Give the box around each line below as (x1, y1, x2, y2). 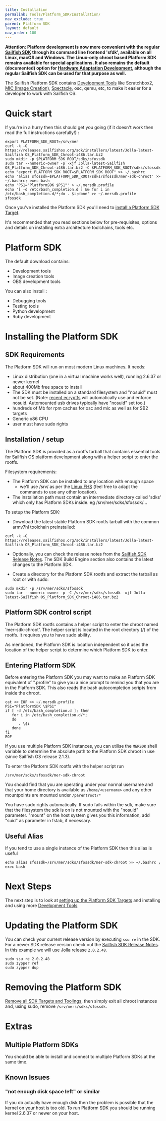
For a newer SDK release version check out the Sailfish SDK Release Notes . (5, 942, 160, 947)
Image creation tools (12, 273, 55, 279)
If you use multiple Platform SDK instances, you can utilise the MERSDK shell (5, 743, 157, 749)
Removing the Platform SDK (5, 981, 122, 993)
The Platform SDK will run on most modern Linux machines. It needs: (5, 363, 146, 370)
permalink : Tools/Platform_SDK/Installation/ (5, 12, 101, 17)
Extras (5, 1021, 32, 1032)
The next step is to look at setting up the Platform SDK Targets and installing (5, 897, 161, 904)
